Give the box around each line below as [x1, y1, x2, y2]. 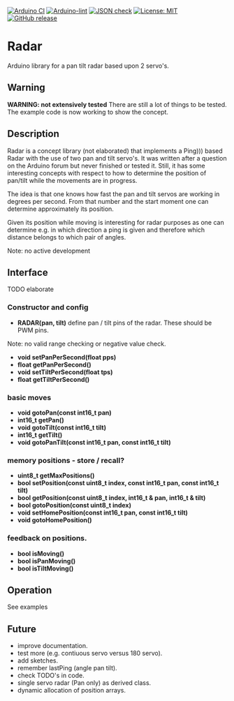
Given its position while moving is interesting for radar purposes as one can [7, 218, 225, 226]
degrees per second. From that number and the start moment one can [7, 197, 209, 205]
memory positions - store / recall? [7, 455, 124, 465]
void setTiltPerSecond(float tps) [17, 367, 113, 376]
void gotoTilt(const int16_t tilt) [17, 423, 107, 431]
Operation [7, 584, 52, 596]
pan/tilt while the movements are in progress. [7, 176, 138, 184]
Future [7, 623, 37, 635]
